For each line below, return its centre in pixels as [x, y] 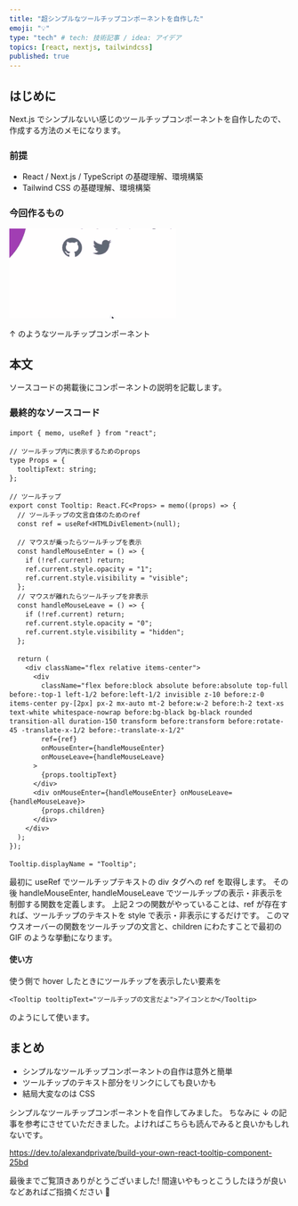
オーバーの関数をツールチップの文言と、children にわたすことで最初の [153, 926]
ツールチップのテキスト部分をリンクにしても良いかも [119, 1082]
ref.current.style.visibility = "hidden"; [105, 632]
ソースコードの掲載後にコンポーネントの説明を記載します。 [118, 387]
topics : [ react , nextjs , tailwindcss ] [81, 47]
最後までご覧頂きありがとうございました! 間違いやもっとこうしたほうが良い [148, 1180]
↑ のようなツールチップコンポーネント [80, 334]
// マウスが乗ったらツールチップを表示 [80, 542]
